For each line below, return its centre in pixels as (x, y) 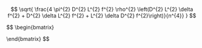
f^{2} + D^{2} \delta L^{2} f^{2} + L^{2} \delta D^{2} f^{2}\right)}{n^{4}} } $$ (102, 16)
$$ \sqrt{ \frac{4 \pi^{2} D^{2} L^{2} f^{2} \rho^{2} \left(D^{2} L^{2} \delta (102, 9)
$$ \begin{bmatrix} (30, 27)
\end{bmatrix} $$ (28, 39)
